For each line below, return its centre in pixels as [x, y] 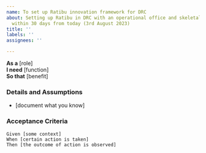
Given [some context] [34, 134]
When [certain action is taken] [48, 139]
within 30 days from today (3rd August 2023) [71, 23]
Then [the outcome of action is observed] [61, 144]
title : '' [19, 29]
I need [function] [28, 70]
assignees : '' [25, 40]
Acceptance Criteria [37, 121]
